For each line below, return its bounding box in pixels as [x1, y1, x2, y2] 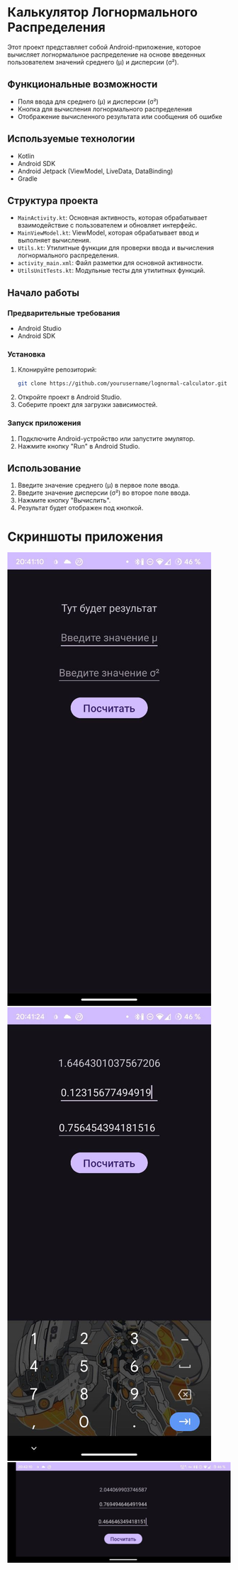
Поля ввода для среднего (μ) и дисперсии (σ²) [17, 97, 159, 106]
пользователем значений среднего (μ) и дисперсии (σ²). [7, 57, 179, 66]
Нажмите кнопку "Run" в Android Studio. [17, 442, 140, 450]
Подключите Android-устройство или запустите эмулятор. [17, 434, 195, 443]
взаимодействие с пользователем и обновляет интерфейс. [17, 221, 198, 230]
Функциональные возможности [7, 79, 158, 91]
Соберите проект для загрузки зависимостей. [17, 400, 158, 409]
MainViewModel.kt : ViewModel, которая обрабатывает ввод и [17, 228, 200, 237]
